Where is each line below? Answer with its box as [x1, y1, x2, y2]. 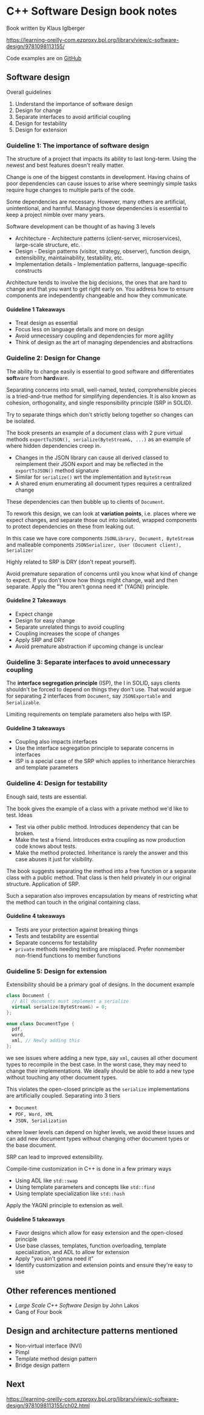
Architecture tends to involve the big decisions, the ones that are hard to [6, 279, 187, 286]
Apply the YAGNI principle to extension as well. [6, 1201, 124, 1209]
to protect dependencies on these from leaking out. [6, 523, 135, 530]
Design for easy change [15, 616, 75, 624]
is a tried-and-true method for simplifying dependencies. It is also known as [6, 392, 196, 400]
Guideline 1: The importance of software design [6, 141, 149, 150]
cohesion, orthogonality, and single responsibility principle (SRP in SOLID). [6, 399, 193, 406]
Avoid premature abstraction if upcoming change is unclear [15, 643, 164, 650]
